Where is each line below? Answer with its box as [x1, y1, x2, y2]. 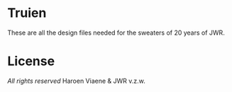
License [7, 53, 55, 69]
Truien [7, 5, 47, 21]
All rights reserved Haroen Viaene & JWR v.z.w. [7, 76, 145, 85]
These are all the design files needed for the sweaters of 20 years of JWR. [7, 28, 225, 37]
